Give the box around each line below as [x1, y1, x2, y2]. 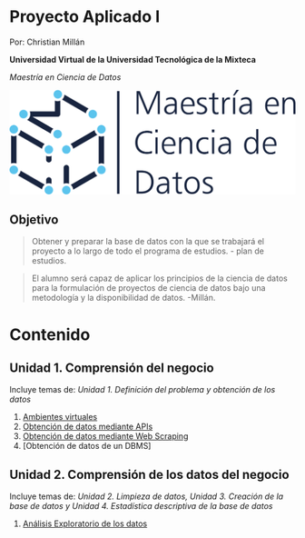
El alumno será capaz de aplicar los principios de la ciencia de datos [31, 273, 288, 284]
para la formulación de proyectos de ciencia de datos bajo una [31, 283, 266, 294]
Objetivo [9, 212, 59, 227]
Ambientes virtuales [22, 412, 98, 423]
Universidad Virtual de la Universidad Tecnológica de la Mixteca [9, 54, 257, 65]
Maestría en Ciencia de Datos [9, 71, 122, 83]
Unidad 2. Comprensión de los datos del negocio [9, 466, 290, 483]
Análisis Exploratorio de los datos [22, 518, 148, 529]
